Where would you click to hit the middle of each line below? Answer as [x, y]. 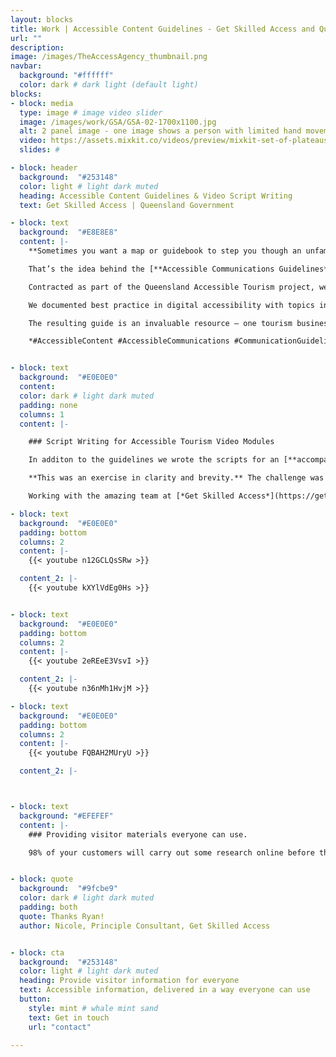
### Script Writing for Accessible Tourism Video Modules [151, 442]
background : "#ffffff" [66, 76]
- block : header [44, 168]
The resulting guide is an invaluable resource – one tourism [160, 323]
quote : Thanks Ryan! [62, 916]
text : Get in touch [69, 1017]
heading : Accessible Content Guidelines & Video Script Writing [156, 196]
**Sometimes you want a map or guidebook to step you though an [165, 251]
